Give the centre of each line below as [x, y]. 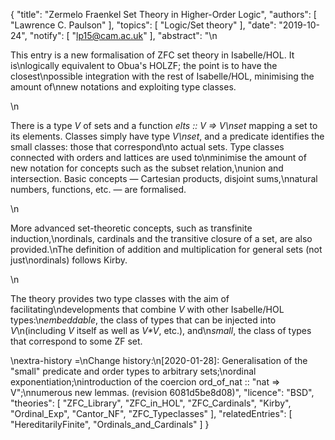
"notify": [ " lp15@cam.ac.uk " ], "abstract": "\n [123, 35]
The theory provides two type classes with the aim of [120, 298]
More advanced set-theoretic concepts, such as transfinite [131, 228]
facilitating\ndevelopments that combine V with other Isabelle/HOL [147, 309]
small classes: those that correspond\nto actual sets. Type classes [147, 147]
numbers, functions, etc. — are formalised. [98, 189]
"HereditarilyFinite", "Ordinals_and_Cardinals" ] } [110, 424]
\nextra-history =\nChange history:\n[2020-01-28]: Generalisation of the [159, 360]
